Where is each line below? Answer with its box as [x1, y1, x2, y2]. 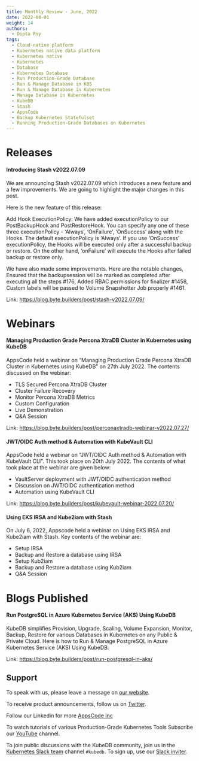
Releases [6, 146, 53, 159]
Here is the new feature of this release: [6, 204, 102, 211]
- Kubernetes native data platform [11, 48, 100, 54]
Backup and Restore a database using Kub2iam [14, 564, 131, 571]
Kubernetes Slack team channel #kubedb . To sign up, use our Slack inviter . [6, 748, 188, 755]
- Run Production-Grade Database [11, 75, 95, 81]
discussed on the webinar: [6, 369, 72, 376]
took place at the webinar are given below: [6, 464, 111, 471]
